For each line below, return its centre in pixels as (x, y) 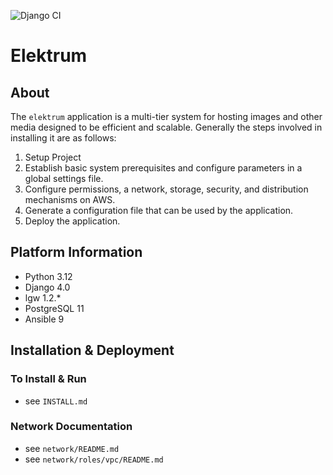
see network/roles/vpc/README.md (94, 459)
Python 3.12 (48, 276)
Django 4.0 (47, 287)
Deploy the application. (72, 221)
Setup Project (53, 157)
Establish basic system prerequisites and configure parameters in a (163, 168)
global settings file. (64, 178)
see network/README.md (72, 448)
